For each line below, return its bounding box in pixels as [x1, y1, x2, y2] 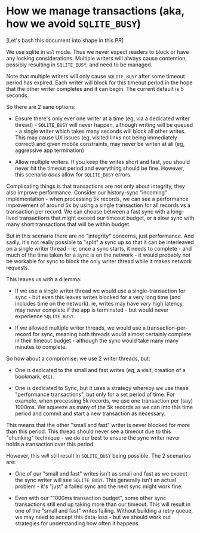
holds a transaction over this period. [6, 440, 95, 447]
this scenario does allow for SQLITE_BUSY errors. [14, 170, 132, 178]
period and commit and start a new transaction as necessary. [14, 410, 166, 417]
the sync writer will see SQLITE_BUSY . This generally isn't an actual [14, 476, 177, 483]
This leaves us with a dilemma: [6, 275, 82, 282]
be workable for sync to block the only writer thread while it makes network [6, 257, 192, 264]
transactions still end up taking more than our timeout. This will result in [14, 501, 191, 508]
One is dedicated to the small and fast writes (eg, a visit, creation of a [14, 366, 186, 373]
